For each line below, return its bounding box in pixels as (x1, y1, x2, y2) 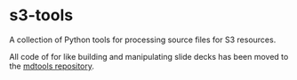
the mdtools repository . (9, 61, 95, 71)
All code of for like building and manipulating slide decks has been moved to (9, 51, 289, 62)
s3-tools (9, 5, 74, 25)
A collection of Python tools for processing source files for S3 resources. (9, 34, 277, 45)
